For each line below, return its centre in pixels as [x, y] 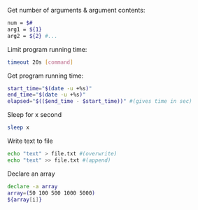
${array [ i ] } [24, 199]
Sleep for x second [34, 115]
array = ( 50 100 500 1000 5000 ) [51, 193]
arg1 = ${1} [24, 29]
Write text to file [30, 141]
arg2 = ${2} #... [33, 36]
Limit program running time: [47, 49]
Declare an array [31, 174]
